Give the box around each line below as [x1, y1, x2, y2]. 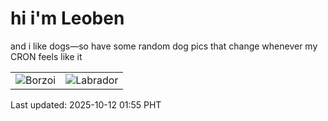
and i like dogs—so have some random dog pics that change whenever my [10, 40, 318, 52]
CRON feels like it [10, 50, 83, 62]
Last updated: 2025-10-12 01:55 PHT [10, 98, 162, 111]
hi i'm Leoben [10, 7, 125, 30]
